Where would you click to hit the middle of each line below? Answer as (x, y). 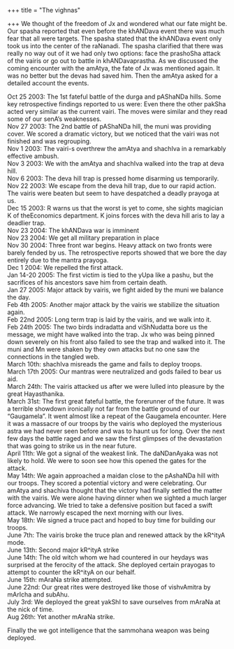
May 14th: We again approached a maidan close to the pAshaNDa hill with (113, 476)
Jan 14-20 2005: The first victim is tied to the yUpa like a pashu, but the (110, 275)
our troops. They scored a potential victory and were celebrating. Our (107, 483)
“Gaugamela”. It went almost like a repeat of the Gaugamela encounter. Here (117, 416)
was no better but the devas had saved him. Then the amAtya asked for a (113, 76)
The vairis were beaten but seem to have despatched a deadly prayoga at (114, 193)
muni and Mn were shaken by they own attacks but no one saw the (104, 349)
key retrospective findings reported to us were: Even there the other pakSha (117, 104)
